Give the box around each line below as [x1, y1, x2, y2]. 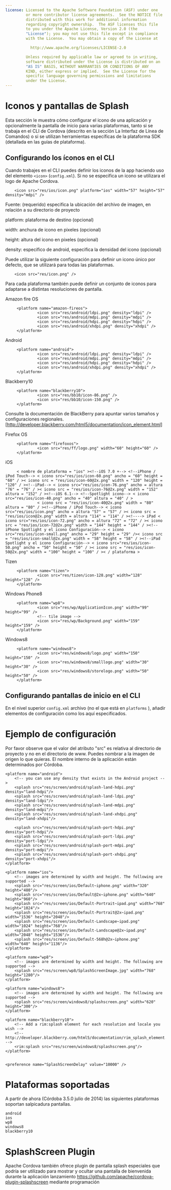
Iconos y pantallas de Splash [5, 100, 129, 112]
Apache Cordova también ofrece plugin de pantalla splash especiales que [5, 1163, 160, 1169]
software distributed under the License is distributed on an [25, 59, 160, 64]
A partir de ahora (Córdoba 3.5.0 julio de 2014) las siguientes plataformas [5, 1095, 159, 1102]
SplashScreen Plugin [5, 1146, 95, 1157]
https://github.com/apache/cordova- [77, 1174, 154, 1180]
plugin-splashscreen [5, 1179, 48, 1185]
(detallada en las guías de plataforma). [5, 138, 86, 145]
